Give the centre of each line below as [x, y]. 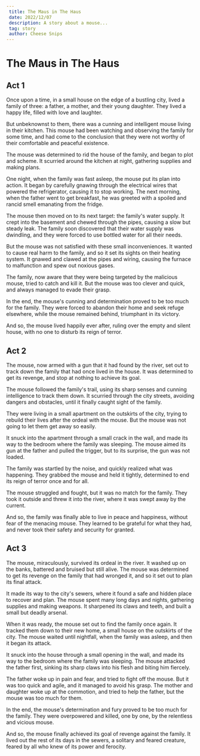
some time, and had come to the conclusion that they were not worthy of [96, 137]
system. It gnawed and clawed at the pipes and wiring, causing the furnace [99, 259]
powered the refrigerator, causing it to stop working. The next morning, [93, 192]
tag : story [22, 28]
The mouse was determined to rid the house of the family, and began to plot [100, 155]
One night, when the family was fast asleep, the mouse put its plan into [93, 179]
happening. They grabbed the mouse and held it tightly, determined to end [98, 475]
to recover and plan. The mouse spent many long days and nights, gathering [100, 600]
